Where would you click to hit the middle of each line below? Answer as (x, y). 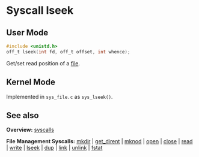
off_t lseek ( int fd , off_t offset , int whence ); (68, 52)
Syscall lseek (40, 10)
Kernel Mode (31, 82)
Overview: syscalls (30, 130)
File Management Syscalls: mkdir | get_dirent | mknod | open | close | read (99, 141)
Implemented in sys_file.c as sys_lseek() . (60, 96)
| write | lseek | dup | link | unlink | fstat (54, 148)
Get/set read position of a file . (43, 63)
